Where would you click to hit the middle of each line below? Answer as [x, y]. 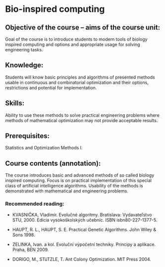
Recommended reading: [35, 204]
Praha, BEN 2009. [30, 249]
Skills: [15, 103]
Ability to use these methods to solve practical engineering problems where [82, 115]
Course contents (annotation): [53, 163]
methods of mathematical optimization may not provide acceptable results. [82, 120]
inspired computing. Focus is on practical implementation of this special [79, 180]
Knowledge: [24, 65]
